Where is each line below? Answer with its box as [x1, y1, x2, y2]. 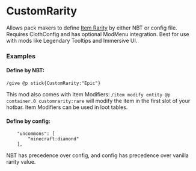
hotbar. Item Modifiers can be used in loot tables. [6, 104, 128, 111]
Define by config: [6, 117, 51, 125]
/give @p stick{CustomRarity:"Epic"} [6, 80, 101, 87]
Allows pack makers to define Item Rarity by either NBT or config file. [6, 24, 177, 31]
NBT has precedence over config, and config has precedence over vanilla [6, 152, 189, 159]
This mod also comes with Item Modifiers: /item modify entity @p [6, 91, 171, 98]
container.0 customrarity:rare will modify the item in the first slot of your [6, 98, 191, 105]
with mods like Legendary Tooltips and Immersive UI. [6, 37, 138, 44]
